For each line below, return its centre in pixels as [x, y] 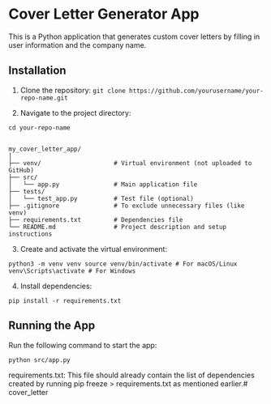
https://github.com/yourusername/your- [196, 91]
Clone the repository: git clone [73, 90]
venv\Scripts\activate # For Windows [72, 271]
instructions [30, 234]
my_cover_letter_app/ [45, 149]
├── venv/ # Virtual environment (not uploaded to [130, 163]
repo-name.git [44, 98]
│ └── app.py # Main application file [103, 184]
